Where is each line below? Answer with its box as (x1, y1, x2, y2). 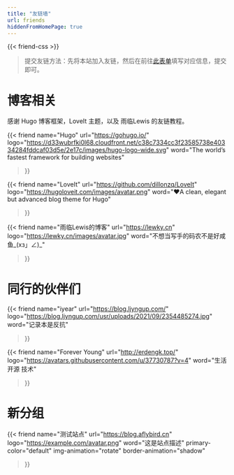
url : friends (7, 17, 45, 24)
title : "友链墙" (7, 10, 52, 17)
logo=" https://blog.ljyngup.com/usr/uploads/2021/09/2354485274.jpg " (7, 312, 213, 321)
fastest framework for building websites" (7, 153, 124, 161)
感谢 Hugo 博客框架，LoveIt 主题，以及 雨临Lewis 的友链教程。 (7, 117, 189, 126)
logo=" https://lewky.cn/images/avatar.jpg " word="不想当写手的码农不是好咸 (7, 232, 226, 240)
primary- (186, 439, 211, 447)
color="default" (7, 446, 52, 455)
